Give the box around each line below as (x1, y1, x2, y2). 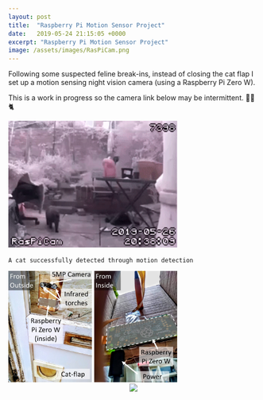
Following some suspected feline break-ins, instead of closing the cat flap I (8, 69, 254, 79)
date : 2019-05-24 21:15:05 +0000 (8, 29, 126, 37)
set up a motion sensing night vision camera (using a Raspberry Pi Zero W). (8, 78, 256, 87)
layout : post (8, 13, 52, 21)
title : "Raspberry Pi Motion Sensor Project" (8, 21, 165, 29)
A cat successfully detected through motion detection (8, 257, 194, 265)
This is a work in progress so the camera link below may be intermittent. (8, 93, 244, 103)
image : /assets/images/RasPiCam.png (8, 46, 130, 55)
